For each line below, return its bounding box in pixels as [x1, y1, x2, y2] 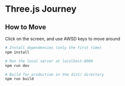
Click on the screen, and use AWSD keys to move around [5, 36, 120, 42]
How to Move [5, 23, 47, 31]
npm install [5, 50, 29, 55]
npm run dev [5, 63, 29, 68]
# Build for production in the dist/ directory [5, 72, 104, 77]
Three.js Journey [5, 3, 77, 15]
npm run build [5, 77, 34, 82]
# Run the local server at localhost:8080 [5, 59, 93, 64]
